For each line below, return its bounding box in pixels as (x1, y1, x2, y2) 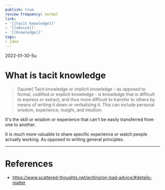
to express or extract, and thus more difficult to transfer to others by (17, 96, 155, 102)
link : (5, 16, 16, 21)
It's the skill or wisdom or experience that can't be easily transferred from (5, 116, 154, 122)
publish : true (5, 7, 34, 12)
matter (12, 180, 26, 186)
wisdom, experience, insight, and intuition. (17, 107, 103, 113)
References (5, 158, 53, 169)
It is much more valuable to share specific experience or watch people (5, 131, 147, 137)
